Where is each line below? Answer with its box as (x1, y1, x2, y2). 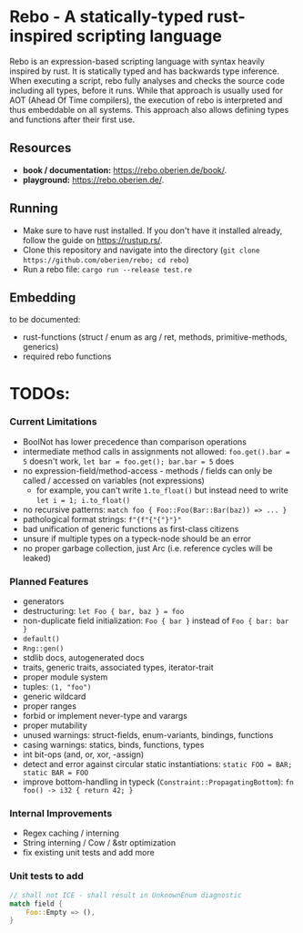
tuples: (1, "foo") (22, 682, 92, 692)
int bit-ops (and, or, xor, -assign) (22, 749, 145, 760)
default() (22, 635, 61, 644)
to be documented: (9, 314, 81, 325)
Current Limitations (9, 415, 97, 428)
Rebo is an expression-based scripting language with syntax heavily (9, 56, 266, 67)
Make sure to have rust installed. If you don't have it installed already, (22, 225, 283, 236)
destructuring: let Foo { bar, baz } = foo (22, 606, 185, 617)
